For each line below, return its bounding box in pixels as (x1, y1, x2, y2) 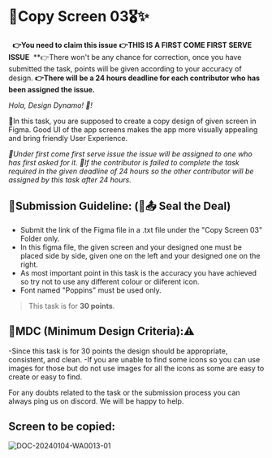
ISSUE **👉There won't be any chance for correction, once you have (8, 52, 242, 62)
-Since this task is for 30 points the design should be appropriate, (8, 346, 228, 356)
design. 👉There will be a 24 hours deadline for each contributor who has (8, 73, 261, 83)
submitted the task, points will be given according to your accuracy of (8, 63, 242, 74)
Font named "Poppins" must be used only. (19, 285, 162, 295)
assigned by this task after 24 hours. (8, 174, 132, 184)
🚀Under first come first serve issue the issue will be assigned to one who (8, 148, 253, 159)
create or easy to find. (8, 371, 83, 382)
